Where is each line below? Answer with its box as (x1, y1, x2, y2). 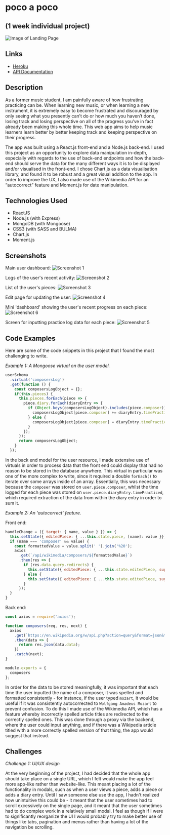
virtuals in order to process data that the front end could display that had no (5, 462, 163, 468)
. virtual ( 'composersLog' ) (10, 377, 65, 382)
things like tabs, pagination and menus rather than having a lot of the (5, 819, 149, 825)
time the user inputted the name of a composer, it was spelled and (5, 689, 143, 695)
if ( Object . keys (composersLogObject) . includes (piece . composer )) (27, 406, 166, 411)
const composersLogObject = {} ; (14, 386, 82, 391)
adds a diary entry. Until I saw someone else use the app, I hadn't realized (5, 792, 159, 798)
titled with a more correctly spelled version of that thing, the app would (5, 727, 153, 733)
